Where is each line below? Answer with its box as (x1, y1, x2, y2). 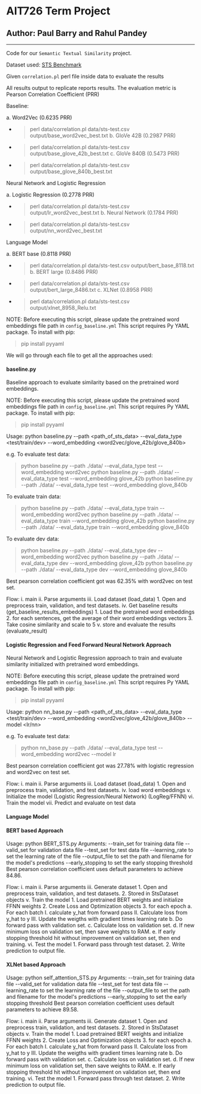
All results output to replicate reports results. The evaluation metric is (6, 84, 176, 91)
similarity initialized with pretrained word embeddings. (6, 661, 139, 668)
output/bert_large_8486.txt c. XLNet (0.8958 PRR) (29, 286, 153, 293)
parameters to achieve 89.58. (6, 1006, 79, 1013)
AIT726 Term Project (6, 4, 111, 18)
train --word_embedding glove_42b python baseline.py (59, 517, 195, 525)
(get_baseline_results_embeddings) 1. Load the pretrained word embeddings (6, 608, 195, 615)
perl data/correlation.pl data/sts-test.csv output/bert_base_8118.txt (29, 262, 194, 269)
